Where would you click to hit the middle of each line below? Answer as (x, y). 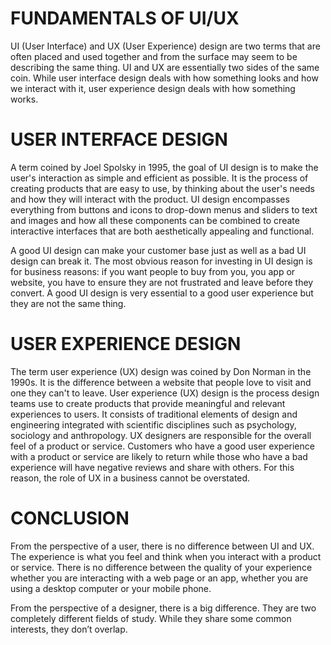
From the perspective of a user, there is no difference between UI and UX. (162, 546)
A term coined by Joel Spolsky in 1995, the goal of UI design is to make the (164, 167)
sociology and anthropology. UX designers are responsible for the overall (161, 435)
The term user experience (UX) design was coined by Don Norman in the (161, 371)
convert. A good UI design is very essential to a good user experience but (162, 293)
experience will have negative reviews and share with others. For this (152, 467)
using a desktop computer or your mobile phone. (111, 588)
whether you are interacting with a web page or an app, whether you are (159, 578)
